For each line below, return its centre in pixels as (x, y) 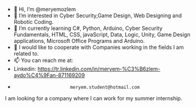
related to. (26, 53)
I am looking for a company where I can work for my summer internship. (94, 98)
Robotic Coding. (33, 22)
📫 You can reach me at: (43, 60)
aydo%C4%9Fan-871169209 (49, 75)
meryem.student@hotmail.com (105, 87)
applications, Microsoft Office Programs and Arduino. (79, 41)
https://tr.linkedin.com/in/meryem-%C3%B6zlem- (99, 69)
